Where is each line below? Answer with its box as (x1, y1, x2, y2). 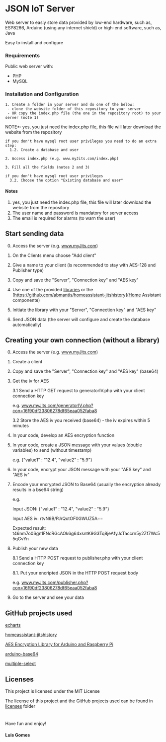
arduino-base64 (5, 651, 39, 657)
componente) (12, 297, 40, 303)
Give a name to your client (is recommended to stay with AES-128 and (12, 262, 156, 268)
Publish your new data (12, 545, 58, 552)
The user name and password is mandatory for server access (12, 210, 139, 216)
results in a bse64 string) (12, 487, 64, 493)
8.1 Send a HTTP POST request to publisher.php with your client (12, 555, 143, 561)
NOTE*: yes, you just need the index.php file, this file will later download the (5, 124, 162, 130)
